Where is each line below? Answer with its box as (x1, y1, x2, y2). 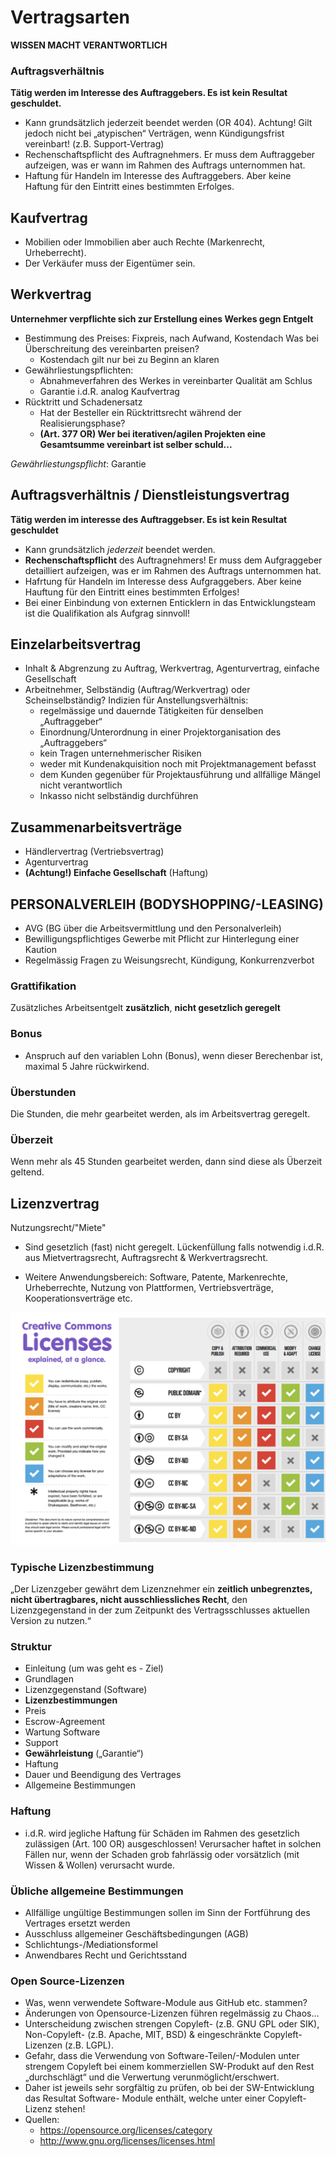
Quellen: (24, 2114, 60, 2126)
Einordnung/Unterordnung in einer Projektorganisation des (39, 726, 282, 738)
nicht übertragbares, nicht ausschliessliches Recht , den (10, 1594, 248, 1605)
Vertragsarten (10, 6, 131, 29)
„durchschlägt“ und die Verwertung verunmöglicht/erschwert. (24, 2071, 280, 2083)
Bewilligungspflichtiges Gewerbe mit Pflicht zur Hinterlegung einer (24, 933, 300, 945)
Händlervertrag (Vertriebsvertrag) (24, 846, 165, 858)
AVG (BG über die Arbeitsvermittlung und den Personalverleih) (24, 922, 282, 935)
